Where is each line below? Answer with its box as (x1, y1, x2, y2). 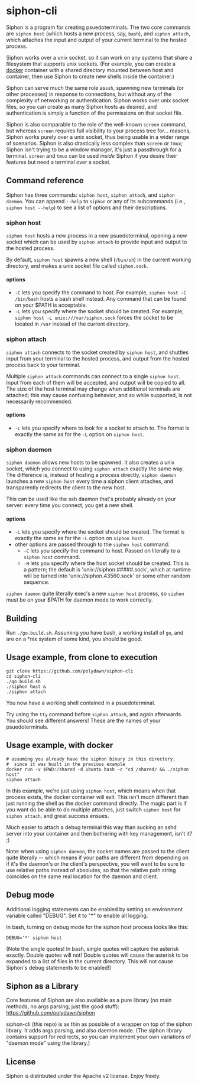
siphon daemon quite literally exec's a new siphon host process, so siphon (6, 590, 184, 597)
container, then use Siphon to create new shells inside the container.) (6, 73, 174, 80)
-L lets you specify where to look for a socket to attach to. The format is (14, 424, 190, 431)
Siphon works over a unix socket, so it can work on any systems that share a (6, 54, 193, 61)
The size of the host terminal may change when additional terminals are (6, 385, 180, 392)
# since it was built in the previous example (6, 761, 126, 767)
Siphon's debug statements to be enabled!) (6, 964, 112, 971)
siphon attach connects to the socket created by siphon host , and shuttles (6, 349, 189, 356)
